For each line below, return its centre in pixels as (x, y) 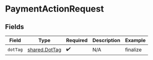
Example (135, 40)
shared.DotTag (44, 49)
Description (106, 40)
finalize (133, 49)
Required (77, 40)
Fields (15, 27)
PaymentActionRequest (54, 9)
